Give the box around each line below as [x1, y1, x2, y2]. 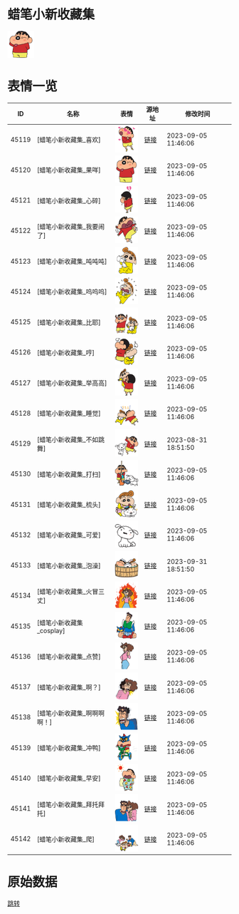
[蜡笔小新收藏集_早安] [36, 774, 101, 783]
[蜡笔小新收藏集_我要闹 [36, 222, 105, 230]
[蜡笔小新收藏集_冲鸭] [36, 744, 101, 752]
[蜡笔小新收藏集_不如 [36, 435, 99, 443]
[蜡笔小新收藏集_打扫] [36, 470, 101, 478]
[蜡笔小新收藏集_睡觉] [36, 409, 101, 418]
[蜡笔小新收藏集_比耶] [36, 318, 101, 327]
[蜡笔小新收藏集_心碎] [36, 196, 101, 205]
